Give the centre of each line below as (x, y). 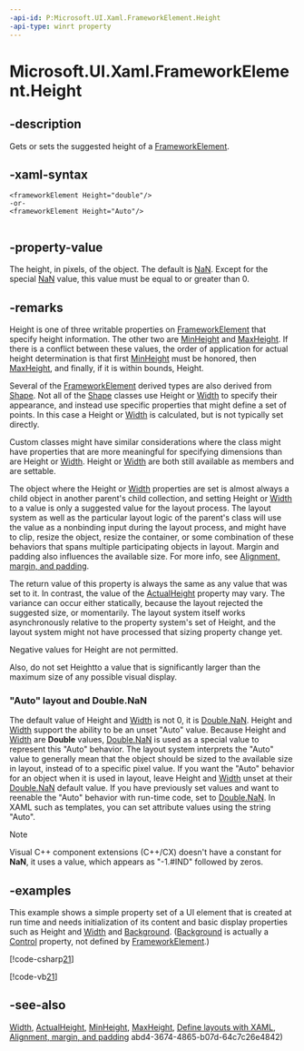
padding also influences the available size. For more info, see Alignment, (145, 556)
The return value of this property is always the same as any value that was (148, 583)
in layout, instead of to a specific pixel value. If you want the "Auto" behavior (152, 769)
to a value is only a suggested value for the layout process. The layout (140, 508)
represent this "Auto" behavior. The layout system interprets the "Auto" (142, 749)
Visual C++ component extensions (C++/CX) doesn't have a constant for (146, 853)
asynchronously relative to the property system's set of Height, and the (143, 622)
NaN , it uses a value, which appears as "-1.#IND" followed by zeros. (137, 862)
